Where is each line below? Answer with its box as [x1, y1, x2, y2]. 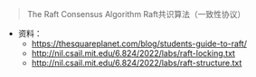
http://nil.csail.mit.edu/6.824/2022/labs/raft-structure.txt [31, 58, 242, 68]
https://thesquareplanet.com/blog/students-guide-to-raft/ [31, 38, 247, 49]
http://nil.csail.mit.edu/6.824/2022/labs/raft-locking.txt [31, 48, 235, 58]
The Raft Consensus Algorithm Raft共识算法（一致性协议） [26, 9, 246, 19]
